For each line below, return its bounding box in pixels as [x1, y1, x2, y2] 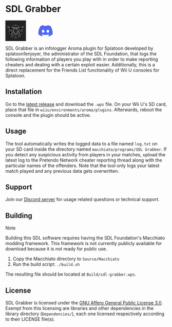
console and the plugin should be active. [5, 112, 91, 118]
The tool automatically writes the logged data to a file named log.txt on [5, 140, 158, 147]
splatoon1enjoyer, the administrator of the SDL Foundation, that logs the [5, 50, 157, 57]
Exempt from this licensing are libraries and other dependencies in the [5, 305, 154, 311]
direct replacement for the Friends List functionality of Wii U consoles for [5, 67, 160, 73]
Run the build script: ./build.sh [12, 261, 80, 267]
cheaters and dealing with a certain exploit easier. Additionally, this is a [5, 61, 155, 67]
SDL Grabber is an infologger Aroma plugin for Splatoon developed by [5, 45, 154, 51]
